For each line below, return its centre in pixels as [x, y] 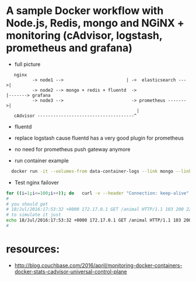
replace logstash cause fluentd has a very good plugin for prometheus [99, 138]
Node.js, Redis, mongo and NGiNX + [95, 23]
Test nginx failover [37, 182]
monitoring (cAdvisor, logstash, [84, 36]
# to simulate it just [34, 215]
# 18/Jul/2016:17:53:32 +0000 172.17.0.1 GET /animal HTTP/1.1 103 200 [95, 209]
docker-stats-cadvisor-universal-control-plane [71, 271]
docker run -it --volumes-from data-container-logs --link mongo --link [101, 171]
